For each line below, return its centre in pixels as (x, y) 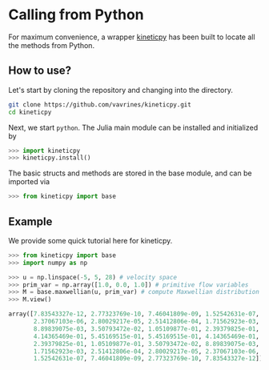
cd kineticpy (30, 112)
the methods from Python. (51, 45)
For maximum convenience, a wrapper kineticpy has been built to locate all (132, 37)
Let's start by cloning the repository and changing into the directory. (121, 90)
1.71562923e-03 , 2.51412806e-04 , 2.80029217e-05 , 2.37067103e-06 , (147, 351)
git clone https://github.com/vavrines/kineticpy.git (100, 105)
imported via (29, 182)
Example (30, 221)
